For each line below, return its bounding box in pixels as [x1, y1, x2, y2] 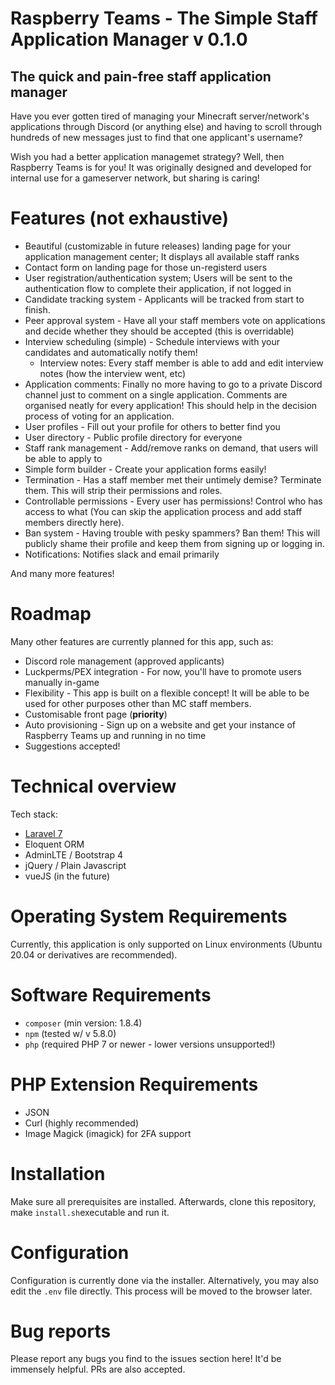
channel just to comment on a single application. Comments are [24, 388, 288, 401]
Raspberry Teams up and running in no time [24, 729, 207, 741]
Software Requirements [10, 983, 212, 1006]
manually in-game [24, 676, 100, 688]
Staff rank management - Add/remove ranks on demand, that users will [24, 442, 318, 454]
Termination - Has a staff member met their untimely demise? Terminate [24, 473, 322, 486]
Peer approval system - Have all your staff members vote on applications [24, 314, 326, 326]
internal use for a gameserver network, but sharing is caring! [10, 172, 260, 184]
